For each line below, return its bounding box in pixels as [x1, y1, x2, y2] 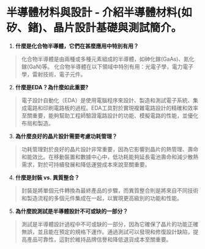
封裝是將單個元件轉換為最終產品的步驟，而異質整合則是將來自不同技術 [21, 187, 199, 194]
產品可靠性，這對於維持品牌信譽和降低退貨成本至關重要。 [26, 236, 172, 243]
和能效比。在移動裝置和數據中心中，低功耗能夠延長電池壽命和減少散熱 [21, 153, 199, 160]
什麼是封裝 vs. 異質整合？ [15, 174, 80, 181]
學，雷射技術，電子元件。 [21, 70, 86, 78]
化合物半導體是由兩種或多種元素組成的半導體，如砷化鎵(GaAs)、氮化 [21, 55, 195, 62]
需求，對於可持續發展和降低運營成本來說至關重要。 [21, 160, 151, 168]
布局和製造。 [21, 119, 54, 127]
